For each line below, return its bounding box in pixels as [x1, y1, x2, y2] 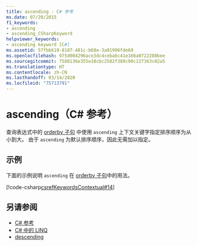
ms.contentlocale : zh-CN [6, 69, 67, 75]
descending [14, 233, 44, 240]
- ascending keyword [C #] [6, 42, 70, 48]
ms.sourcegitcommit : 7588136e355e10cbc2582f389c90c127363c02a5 [6, 58, 166, 64]
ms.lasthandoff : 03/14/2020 [6, 75, 76, 81]
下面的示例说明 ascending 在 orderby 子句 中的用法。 [6, 171, 133, 178]
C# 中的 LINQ [14, 226, 48, 234]
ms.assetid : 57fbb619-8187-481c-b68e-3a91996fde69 [6, 47, 134, 53]
